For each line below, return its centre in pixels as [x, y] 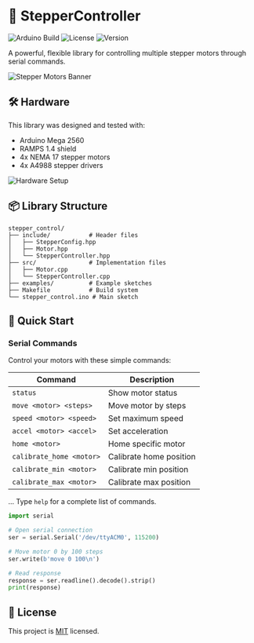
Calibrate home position [152, 457]
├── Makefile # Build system [73, 290]
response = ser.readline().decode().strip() [82, 580]
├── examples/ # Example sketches [80, 283]
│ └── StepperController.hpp [59, 256]
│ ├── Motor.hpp [38, 249]
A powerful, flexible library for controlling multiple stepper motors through [127, 53]
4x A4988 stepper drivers [61, 165]
